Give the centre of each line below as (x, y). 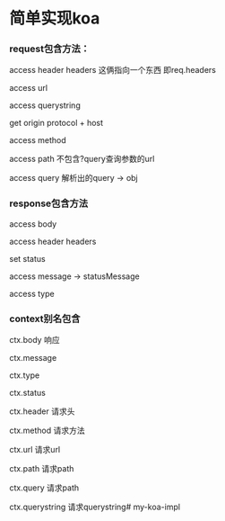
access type (32, 293)
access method (38, 140)
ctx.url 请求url (35, 450)
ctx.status (28, 393)
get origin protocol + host (56, 123)
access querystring (45, 105)
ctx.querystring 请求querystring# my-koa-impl (95, 507)
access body (33, 224)
